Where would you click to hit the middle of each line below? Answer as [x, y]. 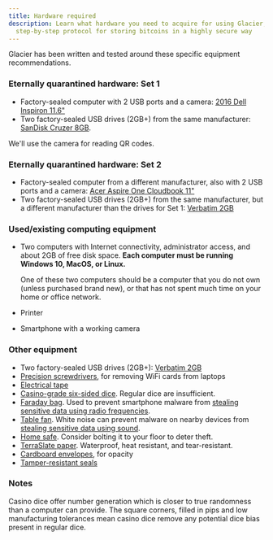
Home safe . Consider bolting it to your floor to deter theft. [117, 437]
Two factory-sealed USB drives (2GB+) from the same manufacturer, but [142, 199]
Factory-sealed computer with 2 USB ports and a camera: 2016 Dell [133, 102]
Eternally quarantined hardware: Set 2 [85, 164]
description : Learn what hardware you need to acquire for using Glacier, [138, 24]
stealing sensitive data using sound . [80, 428]
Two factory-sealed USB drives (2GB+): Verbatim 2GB [111, 368]
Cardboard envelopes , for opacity [77, 454]
